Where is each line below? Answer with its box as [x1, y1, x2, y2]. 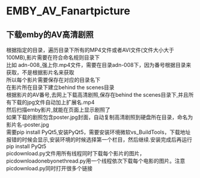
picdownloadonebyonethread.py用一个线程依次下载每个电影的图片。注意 [6, 157, 186, 164]
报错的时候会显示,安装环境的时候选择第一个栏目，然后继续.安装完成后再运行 [6, 136, 193, 143]
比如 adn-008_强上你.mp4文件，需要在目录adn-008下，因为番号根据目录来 [6, 62, 192, 68]
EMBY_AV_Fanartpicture [6, 4, 130, 18]
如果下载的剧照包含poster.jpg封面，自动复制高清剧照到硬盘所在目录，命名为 [6, 113, 193, 121]
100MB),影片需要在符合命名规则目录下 [6, 54, 100, 61]
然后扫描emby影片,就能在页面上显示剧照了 [6, 106, 110, 113]
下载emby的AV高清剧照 [6, 29, 94, 39]
